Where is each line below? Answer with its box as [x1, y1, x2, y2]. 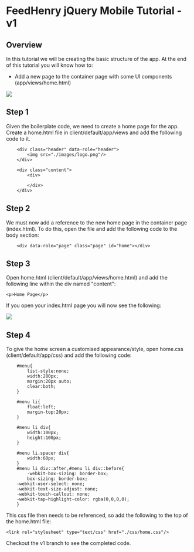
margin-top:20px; [27, 409, 69, 415]
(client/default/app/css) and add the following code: [6, 352, 132, 359]
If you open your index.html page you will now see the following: [6, 302, 162, 309]
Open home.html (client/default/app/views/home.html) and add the [6, 274, 168, 281]
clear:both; [27, 384, 57, 390]
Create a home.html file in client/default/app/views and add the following [6, 129, 182, 136]
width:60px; [27, 455, 57, 461]
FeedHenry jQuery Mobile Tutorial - [6, 4, 182, 18]
